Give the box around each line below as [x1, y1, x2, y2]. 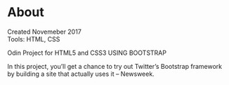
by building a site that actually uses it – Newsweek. [7, 70, 155, 78]
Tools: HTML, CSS [7, 34, 60, 43]
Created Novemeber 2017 [7, 27, 82, 36]
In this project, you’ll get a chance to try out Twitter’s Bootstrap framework [7, 62, 223, 70]
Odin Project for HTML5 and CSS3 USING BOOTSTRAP [7, 48, 167, 57]
